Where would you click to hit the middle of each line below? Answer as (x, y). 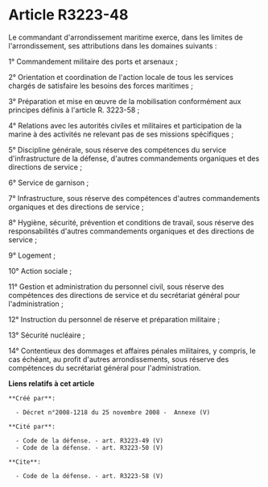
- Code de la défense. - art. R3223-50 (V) (89, 447)
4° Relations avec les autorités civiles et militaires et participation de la (125, 125)
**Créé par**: (32, 398)
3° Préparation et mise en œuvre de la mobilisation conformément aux (125, 101)
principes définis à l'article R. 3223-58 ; (74, 110)
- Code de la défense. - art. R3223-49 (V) (89, 441)
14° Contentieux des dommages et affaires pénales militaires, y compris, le (132, 351)
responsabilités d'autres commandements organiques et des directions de (132, 231)
